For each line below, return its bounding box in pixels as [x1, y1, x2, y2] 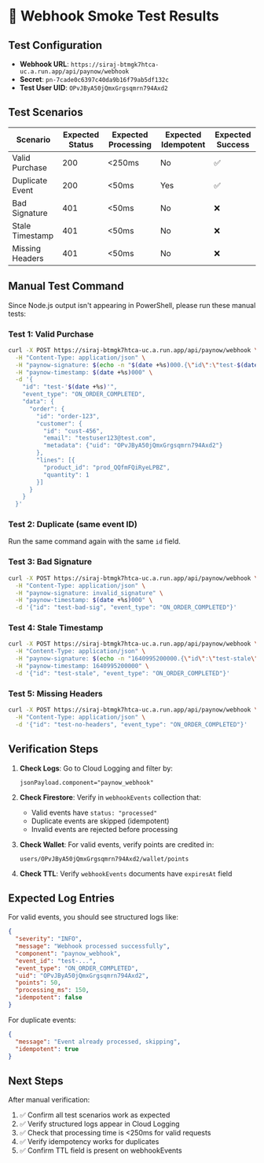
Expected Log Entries [8, 891, 115, 905]
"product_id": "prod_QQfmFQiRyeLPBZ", [42, 463, 170, 471]
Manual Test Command [8, 280, 124, 293]
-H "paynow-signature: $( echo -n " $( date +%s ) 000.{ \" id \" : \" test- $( [15, 361, 244, 369]
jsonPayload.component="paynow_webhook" [19, 778, 154, 786]
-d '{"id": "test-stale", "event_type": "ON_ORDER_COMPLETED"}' [15, 669, 230, 677]
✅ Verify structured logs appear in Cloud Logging [19, 1119, 180, 1129]
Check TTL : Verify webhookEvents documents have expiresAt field [19, 868, 233, 878]
